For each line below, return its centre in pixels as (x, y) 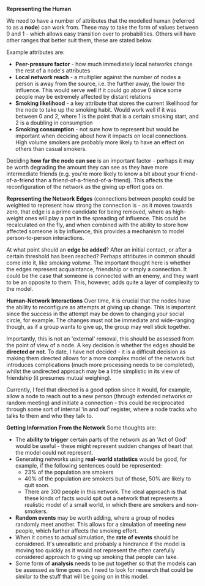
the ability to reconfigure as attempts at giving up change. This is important (101, 307)
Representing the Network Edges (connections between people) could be (100, 199)
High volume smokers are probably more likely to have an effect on (100, 142)
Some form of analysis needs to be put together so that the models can (106, 563)
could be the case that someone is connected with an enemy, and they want (102, 276)
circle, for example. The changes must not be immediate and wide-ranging (100, 320)
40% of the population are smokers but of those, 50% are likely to (108, 479)
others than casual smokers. (51, 149)
